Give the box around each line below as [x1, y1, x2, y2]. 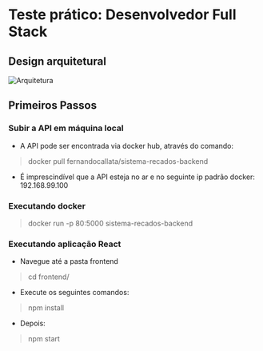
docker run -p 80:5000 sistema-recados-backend [27, 218, 193, 228]
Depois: [19, 318, 46, 329]
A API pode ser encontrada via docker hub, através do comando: [19, 141, 234, 150]
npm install [27, 303, 65, 313]
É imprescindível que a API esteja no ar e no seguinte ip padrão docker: [19, 172, 256, 181]
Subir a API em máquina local [8, 122, 124, 134]
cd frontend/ [27, 272, 70, 281]
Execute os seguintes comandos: [19, 288, 130, 297]
